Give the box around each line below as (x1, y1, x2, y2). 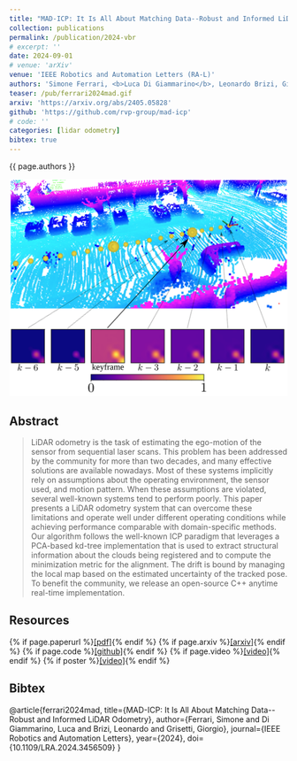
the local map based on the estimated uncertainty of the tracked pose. (30, 569, 288, 580)
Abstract (9, 413, 59, 428)
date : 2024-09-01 (9, 51, 73, 61)
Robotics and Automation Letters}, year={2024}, (9, 733, 186, 743)
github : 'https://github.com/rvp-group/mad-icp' (9, 107, 192, 117)
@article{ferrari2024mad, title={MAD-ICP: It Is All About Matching (9, 704, 250, 715)
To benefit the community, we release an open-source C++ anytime (30, 578, 278, 588)
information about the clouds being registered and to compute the (30, 550, 271, 561)
